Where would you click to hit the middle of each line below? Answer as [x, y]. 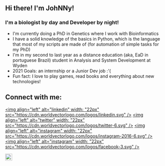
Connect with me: [34, 97]
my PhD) [22, 49]
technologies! [27, 81]
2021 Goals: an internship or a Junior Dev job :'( [62, 71]
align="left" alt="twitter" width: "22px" [45, 120]
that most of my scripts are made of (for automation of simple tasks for [86, 44]
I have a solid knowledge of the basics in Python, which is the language [86, 39]
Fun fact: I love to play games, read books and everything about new [83, 76]
